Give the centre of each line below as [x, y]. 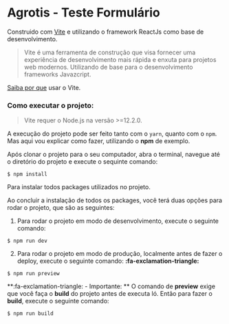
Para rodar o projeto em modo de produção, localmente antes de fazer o [120, 254]
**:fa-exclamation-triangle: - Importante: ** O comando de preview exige [111, 286]
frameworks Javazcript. [57, 74]
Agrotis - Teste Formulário [84, 13]
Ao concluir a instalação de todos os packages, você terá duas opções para [115, 200]
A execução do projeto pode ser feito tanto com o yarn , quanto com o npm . [112, 134]
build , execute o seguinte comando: [58, 301]
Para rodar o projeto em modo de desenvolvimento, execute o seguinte [118, 221]
